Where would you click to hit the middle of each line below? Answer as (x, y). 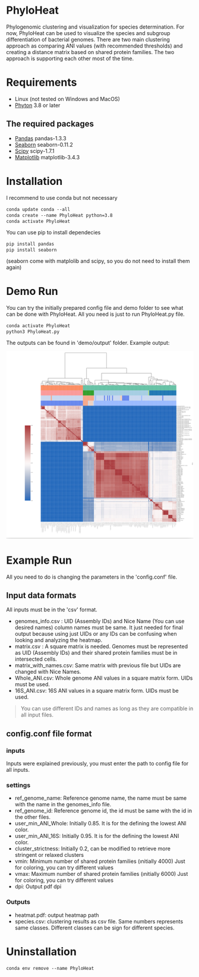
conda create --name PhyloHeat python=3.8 (59, 215)
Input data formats (41, 595)
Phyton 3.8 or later (37, 105)
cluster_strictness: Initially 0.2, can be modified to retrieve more (93, 849)
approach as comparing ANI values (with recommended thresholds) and (94, 46)
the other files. (32, 817)
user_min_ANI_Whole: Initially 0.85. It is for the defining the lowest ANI (101, 824)
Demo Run (32, 291)
